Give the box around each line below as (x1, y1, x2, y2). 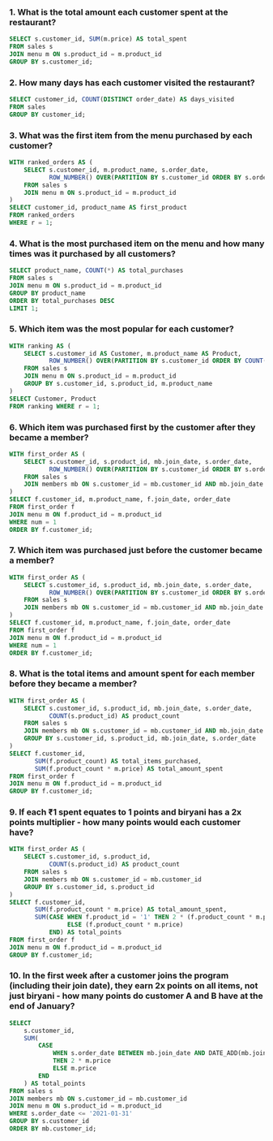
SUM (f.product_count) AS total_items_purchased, (34, 757, 202, 765)
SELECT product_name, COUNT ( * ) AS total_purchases (9, 266, 184, 274)
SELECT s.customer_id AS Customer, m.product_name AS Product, (23, 349, 242, 357)
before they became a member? (9, 678, 138, 689)
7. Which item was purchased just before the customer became (9, 545, 262, 556)
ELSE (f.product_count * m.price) (66, 921, 184, 929)
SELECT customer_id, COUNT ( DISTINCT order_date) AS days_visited (9, 96, 234, 104)
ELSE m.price (52, 1065, 96, 1073)
